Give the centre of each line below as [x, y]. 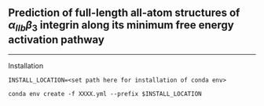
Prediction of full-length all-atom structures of [124, 13]
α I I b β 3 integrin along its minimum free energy [121, 26]
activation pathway [56, 40]
